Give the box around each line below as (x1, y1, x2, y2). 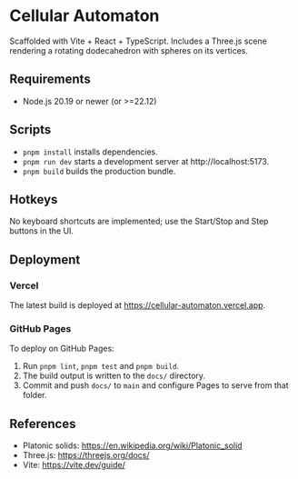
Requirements (9, 72, 91, 87)
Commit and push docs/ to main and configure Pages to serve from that (22, 380, 289, 391)
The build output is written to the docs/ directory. (22, 370, 206, 382)
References (9, 415, 76, 432)
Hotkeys (9, 192, 58, 207)
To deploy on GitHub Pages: (9, 343, 115, 354)
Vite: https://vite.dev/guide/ (22, 460, 125, 471)
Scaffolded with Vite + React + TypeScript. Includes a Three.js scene (9, 35, 268, 46)
